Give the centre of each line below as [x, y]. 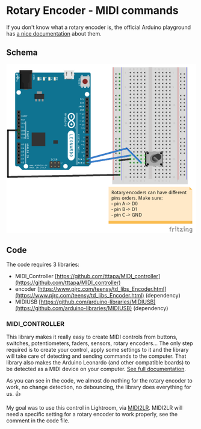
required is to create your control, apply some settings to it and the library [97, 350]
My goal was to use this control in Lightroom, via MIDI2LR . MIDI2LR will [94, 408]
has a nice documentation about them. [54, 33]
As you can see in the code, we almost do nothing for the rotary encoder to [99, 381]
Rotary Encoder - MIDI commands [92, 11]
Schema [22, 53]
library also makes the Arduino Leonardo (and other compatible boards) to [98, 363]
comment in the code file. [38, 421]
